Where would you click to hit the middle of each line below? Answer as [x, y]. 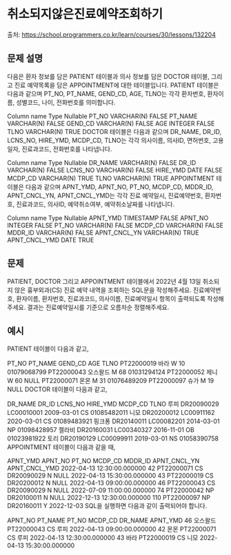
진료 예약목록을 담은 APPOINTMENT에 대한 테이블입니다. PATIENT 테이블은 [117, 85]
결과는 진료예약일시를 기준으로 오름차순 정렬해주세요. [98, 307]
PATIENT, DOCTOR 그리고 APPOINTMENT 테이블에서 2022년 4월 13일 [104, 281]
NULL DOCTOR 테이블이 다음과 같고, [57, 389]
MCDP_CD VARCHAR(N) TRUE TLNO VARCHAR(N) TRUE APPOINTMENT [111, 178]
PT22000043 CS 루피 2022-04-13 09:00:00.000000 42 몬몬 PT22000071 [112, 529]
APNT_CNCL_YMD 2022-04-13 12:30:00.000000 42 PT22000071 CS [105, 468]
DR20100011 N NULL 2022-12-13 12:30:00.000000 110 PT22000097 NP [109, 498]
